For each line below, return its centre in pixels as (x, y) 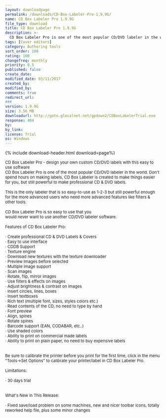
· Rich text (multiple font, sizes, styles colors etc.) (52, 301)
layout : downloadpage (27, 10)
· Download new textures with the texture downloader (56, 257)
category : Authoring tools (33, 47)
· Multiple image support (28, 267)
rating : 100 (17, 56)
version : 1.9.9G (22, 107)
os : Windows (17, 139)
